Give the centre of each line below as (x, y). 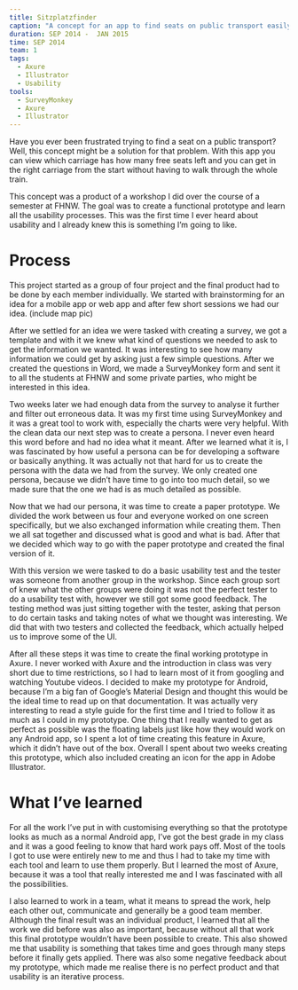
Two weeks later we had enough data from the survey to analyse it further (144, 405)
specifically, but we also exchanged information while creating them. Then (145, 525)
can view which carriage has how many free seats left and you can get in (143, 161)
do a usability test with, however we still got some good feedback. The (138, 599)
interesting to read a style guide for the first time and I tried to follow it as (142, 711)
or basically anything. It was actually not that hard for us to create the (136, 461)
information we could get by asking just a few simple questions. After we (142, 359)
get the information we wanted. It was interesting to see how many (131, 350)
